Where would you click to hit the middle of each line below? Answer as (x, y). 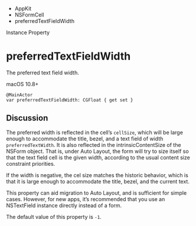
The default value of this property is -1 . (54, 217)
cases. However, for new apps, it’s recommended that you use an (86, 199)
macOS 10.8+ (22, 84)
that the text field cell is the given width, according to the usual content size (98, 157)
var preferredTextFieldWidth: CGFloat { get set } (70, 100)
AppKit (23, 9)
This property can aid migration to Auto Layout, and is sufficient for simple (97, 193)
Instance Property (28, 32)
